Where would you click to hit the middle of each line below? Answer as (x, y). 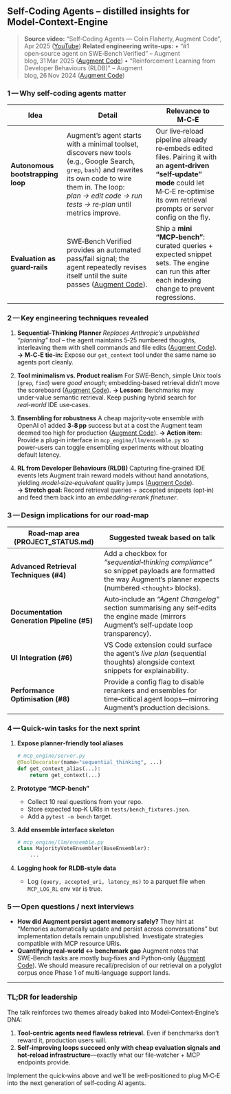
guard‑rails (29, 267)
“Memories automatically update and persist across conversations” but (118, 929)
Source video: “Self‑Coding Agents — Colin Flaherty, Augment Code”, (123, 39)
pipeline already (181, 140)
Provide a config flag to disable (154, 681)
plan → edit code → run (104, 196)
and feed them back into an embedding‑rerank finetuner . (98, 497)
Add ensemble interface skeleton (66, 829)
